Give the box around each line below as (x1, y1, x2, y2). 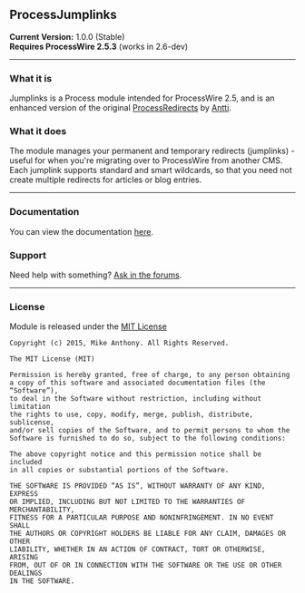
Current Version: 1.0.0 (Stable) (9, 31, 125, 42)
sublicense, (9, 418, 54, 427)
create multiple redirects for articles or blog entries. (9, 174, 202, 185)
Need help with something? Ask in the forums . (9, 269, 182, 280)
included (9, 458, 43, 467)
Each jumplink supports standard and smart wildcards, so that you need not (9, 165, 292, 176)
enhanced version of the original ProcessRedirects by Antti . (9, 102, 231, 113)
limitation (9, 403, 51, 412)
